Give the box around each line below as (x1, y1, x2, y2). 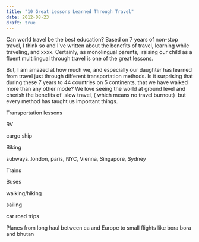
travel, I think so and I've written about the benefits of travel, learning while (6, 42, 189, 49)
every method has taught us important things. (6, 98, 118, 105)
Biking (6, 144, 22, 151)
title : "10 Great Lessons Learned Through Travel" (6, 8, 134, 15)
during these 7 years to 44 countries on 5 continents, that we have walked (6, 79, 188, 86)
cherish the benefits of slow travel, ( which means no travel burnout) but (6, 91, 186, 98)
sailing (6, 201, 23, 208)
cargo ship (6, 132, 33, 139)
